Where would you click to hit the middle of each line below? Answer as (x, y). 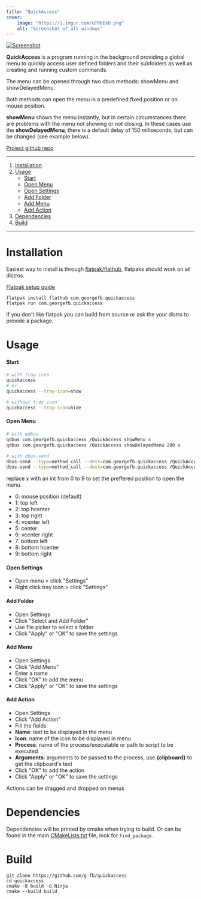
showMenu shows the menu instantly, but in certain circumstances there (96, 117)
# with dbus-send (28, 456)
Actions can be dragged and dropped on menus (65, 788)
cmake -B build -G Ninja (37, 886)
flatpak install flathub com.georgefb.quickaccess (71, 298)
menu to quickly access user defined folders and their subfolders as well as (99, 64)
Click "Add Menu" (37, 666)
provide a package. (30, 321)
